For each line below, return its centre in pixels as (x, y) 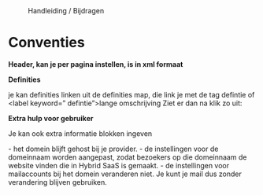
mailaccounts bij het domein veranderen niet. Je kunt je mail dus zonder (125, 174)
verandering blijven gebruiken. (58, 182)
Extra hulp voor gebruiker (51, 118)
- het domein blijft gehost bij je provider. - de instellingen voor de (113, 149)
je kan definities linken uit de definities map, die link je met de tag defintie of (131, 94)
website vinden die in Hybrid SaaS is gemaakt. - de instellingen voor (119, 165)
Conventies (46, 43)
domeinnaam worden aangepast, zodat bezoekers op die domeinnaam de (128, 157)
